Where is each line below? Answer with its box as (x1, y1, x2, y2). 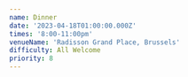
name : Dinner (9, 12, 58, 22)
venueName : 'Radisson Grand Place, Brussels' (9, 37, 180, 47)
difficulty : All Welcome (9, 46, 101, 55)
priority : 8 (9, 54, 53, 63)
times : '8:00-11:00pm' (9, 29, 93, 38)
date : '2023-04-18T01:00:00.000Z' (9, 21, 137, 30)
